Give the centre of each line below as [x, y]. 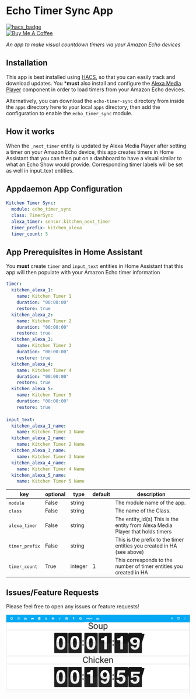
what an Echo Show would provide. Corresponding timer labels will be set [94, 164]
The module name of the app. [150, 503]
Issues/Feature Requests [52, 592]
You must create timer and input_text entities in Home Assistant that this [95, 266]
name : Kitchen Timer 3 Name [50, 457]
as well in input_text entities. [40, 170]
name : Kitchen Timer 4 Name [50, 469]
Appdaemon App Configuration [64, 189]
